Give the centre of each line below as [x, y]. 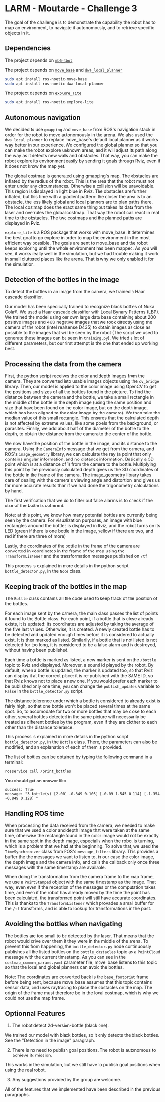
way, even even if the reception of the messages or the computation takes [81, 887]
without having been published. [37, 650]
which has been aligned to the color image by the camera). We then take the [82, 413]
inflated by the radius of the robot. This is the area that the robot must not [80, 181]
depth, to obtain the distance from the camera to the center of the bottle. [79, 434]
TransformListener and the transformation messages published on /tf [76, 556]
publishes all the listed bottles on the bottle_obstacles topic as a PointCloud [82, 952]
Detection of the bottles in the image [62, 280]
